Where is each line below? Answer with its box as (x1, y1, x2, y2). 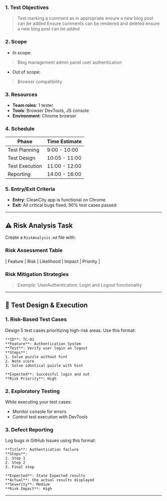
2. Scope (5, 38, 27, 45)
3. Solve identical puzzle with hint (5, 363, 83, 368)
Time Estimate (47, 138, 82, 145)
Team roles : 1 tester (12, 102, 54, 108)
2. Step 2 (5, 460, 26, 465)
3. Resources (5, 91, 38, 98)
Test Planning (7, 146, 40, 153)
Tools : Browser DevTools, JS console (12, 107, 89, 113)
